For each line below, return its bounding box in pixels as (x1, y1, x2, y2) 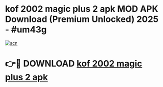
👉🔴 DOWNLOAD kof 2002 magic (5, 58, 142, 69)
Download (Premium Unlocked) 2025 (5, 14, 159, 25)
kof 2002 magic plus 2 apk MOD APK (5, 3, 159, 15)
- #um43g (5, 24, 47, 35)
